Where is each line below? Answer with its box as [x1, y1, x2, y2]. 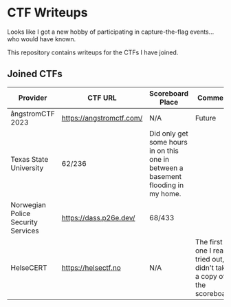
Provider [18, 93, 47, 103]
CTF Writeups [7, 5, 88, 21]
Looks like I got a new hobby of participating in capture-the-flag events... [7, 28, 214, 36]
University [10, 163, 44, 173]
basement [148, 171, 182, 181]
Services [10, 226, 39, 235]
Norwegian [10, 200, 47, 209]
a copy [195, 271, 218, 281]
